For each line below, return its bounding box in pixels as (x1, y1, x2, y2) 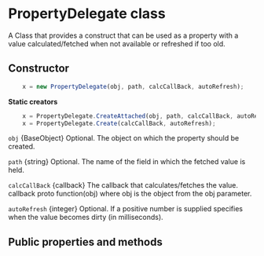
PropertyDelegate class (8, 5, 167, 23)
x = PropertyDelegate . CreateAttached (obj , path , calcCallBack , (22, 112, 234, 120)
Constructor (8, 62, 69, 75)
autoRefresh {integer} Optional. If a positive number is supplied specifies (8, 204, 244, 214)
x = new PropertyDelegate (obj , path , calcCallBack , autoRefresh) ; (22, 82, 244, 90)
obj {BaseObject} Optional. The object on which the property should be (8, 133, 240, 143)
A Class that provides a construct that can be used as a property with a (8, 31, 239, 40)
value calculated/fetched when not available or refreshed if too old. (8, 38, 225, 48)
